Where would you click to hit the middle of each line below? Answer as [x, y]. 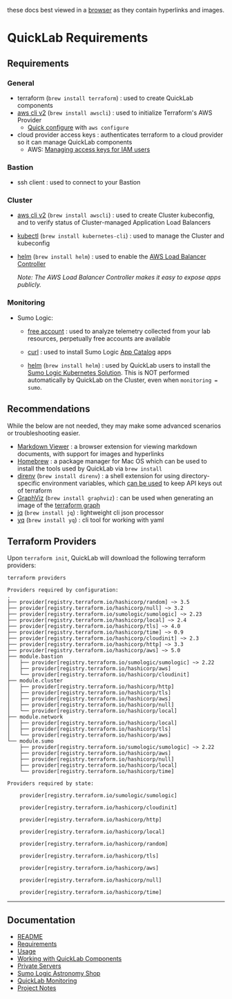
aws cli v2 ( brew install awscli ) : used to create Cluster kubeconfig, [116, 215]
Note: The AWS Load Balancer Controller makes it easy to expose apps [119, 277]
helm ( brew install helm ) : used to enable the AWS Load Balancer [112, 257]
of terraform [35, 491]
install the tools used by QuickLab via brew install [89, 468]
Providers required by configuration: [63, 590]
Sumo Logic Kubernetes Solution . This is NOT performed [108, 372]
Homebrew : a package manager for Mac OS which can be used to [112, 461]
